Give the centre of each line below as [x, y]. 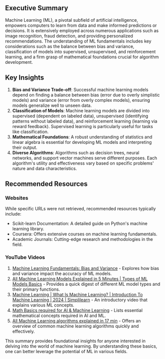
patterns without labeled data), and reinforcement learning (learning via [85, 121]
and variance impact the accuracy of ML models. [62, 273]
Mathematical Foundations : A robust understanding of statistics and [82, 137]
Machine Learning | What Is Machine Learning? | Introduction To [77, 294]
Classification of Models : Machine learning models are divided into [81, 110]
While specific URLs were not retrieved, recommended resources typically [81, 209]
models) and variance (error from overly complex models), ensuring [81, 100]
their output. [25, 147]
